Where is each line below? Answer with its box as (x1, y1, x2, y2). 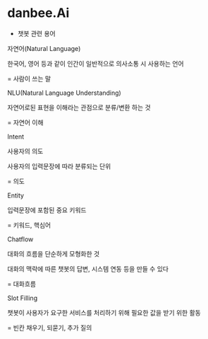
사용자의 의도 (7, 146, 44, 155)
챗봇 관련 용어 (17, 29, 56, 38)
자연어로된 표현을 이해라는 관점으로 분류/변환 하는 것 (7, 103, 151, 111)
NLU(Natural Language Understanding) (7, 88, 121, 97)
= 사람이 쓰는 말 (7, 74, 51, 83)
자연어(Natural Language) (7, 44, 81, 52)
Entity (7, 191, 25, 200)
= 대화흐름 (7, 280, 37, 288)
